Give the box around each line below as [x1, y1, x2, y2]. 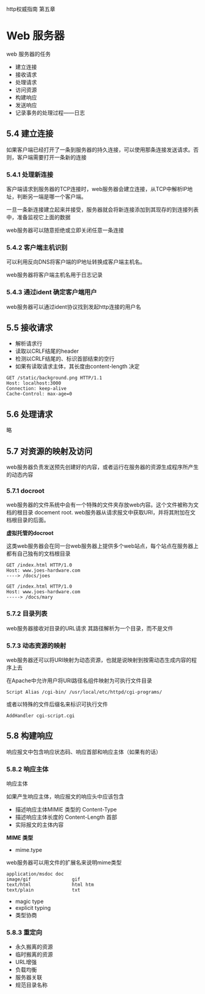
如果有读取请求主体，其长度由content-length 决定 [15, 362, 140, 370]
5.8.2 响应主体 [6, 765, 49, 773]
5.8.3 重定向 [6, 928, 43, 937]
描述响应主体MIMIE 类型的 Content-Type [15, 806, 117, 813]
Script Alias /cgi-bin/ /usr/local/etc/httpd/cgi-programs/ [6, 689, 163, 695]
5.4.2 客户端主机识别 [6, 243, 68, 251]
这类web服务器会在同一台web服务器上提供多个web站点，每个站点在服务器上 [6, 542, 199, 550]
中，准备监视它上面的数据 [6, 214, 71, 221]
